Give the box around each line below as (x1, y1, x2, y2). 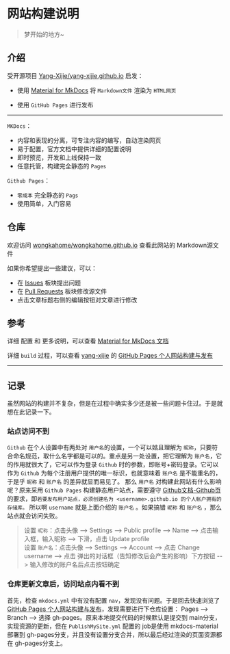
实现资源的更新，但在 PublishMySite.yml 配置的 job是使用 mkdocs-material (7, 622, 219, 630)
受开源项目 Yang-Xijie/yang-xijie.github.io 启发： (7, 71, 144, 79)
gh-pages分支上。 (14, 639, 66, 647)
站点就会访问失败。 (7, 512, 62, 520)
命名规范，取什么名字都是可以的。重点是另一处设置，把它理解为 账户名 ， (12, 452, 216, 460)
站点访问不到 (7, 427, 50, 436)
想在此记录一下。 (7, 408, 55, 416)
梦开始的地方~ (23, 30, 65, 38)
